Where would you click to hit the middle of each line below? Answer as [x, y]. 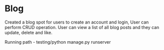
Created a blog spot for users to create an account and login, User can [77, 22]
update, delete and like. [28, 32]
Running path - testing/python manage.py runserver [58, 42]
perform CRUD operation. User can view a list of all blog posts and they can [82, 27]
